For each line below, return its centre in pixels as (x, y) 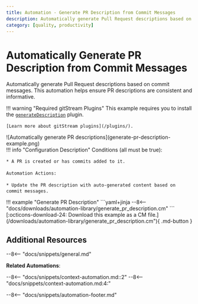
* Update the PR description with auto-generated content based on (91, 185)
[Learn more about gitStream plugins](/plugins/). (70, 126)
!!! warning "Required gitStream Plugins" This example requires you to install (99, 108)
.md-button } (177, 221)
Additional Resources (46, 240)
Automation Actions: (32, 173)
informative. (21, 97)
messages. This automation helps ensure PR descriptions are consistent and (99, 91)
